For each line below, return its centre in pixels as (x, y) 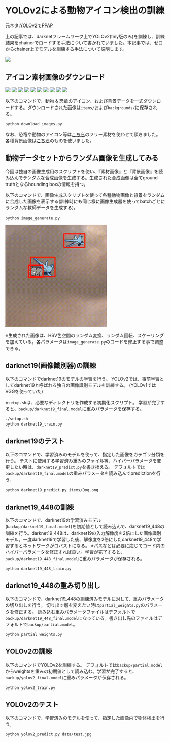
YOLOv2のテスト (32, 705)
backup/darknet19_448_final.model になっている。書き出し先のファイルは (82, 618)
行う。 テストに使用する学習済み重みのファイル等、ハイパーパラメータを (81, 461)
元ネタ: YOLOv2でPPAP (29, 25)
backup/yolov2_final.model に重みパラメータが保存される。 (67, 677)
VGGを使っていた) (24, 392)
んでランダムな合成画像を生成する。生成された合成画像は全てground (86, 178)
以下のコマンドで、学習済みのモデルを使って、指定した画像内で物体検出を (83, 718)
